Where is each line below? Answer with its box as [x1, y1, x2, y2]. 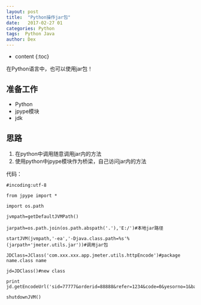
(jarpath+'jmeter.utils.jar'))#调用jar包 [6, 242, 108, 248]
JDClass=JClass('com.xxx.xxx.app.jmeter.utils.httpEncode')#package [6, 252, 181, 258]
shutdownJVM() [6, 294, 42, 300]
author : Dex [6, 36, 36, 42]
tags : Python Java [6, 31, 55, 37]
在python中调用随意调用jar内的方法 [14, 150, 102, 157]
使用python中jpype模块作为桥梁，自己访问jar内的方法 [14, 158, 147, 165]
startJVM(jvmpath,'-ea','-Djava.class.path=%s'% [6, 235, 130, 242]
